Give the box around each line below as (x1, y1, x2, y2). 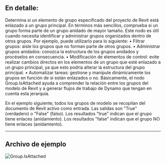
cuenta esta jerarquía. (5, 90, 50, 96)
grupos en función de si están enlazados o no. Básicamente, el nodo (5, 75, 145, 81)
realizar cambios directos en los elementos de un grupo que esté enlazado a (5, 59, 161, 65)
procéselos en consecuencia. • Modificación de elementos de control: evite (5, 54, 160, 60)
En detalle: (5, 4, 39, 12)
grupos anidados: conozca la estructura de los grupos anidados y (5, 48, 139, 54)
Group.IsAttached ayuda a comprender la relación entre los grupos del (5, 80, 149, 86)
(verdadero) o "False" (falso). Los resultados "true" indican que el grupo (5, 111, 152, 117)
